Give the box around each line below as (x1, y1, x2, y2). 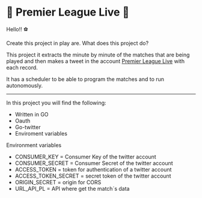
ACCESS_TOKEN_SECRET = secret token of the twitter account (14, 172, 171, 179)
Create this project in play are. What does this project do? (6, 39, 149, 47)
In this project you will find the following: (6, 99, 106, 106)
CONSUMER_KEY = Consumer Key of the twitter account (14, 153, 156, 160)
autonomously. (6, 82, 43, 89)
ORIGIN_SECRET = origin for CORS (14, 178, 102, 185)
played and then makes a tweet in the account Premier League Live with (6, 57, 185, 65)
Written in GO (14, 110, 49, 118)
